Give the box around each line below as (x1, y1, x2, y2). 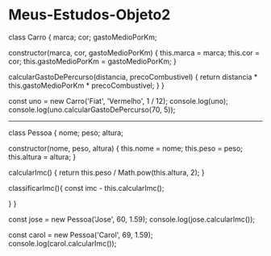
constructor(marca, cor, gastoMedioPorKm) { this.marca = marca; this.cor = (8, 47, 261, 57)
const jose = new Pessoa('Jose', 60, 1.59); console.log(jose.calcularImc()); (8, 214, 256, 224)
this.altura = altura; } (8, 151, 77, 162)
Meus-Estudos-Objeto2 (8, 6, 171, 24)
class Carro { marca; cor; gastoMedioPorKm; (8, 32, 157, 42)
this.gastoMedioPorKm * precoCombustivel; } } (8, 81, 165, 90)
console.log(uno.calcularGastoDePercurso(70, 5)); (8, 105, 176, 114)
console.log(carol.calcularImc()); (8, 238, 117, 248)
